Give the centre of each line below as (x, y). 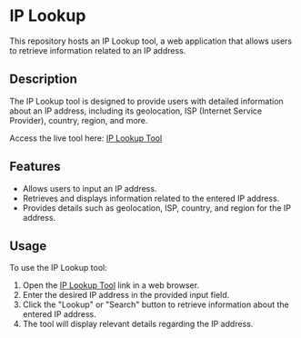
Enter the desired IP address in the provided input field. (126, 295)
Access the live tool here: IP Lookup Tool (86, 138)
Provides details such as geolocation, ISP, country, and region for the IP (156, 208)
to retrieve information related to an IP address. (98, 50)
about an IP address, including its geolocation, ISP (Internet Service (135, 111)
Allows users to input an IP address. (90, 188)
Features (35, 167)
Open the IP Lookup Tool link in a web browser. (111, 285)
